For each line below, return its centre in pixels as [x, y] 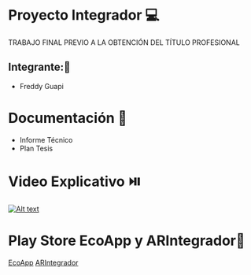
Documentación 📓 [68, 118]
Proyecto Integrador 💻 [84, 15]
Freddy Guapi [42, 86]
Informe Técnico [46, 139]
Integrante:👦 [39, 67]
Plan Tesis [36, 148]
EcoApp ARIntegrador [43, 262]
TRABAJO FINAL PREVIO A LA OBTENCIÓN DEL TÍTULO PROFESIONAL [124, 42]
